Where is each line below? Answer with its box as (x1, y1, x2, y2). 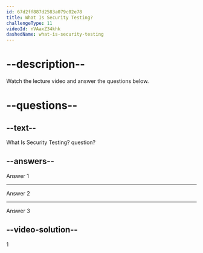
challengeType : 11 (6, 20, 53, 26)
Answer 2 (6, 189, 30, 197)
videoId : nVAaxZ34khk (6, 25, 61, 32)
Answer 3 (6, 207, 30, 214)
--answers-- (6, 156, 54, 166)
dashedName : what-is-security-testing (6, 31, 104, 38)
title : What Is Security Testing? (6, 15, 94, 21)
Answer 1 (6, 172, 29, 179)
